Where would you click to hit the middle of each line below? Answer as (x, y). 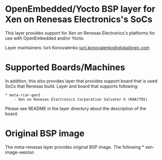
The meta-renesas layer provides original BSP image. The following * (75, 147)
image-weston (20, 152)
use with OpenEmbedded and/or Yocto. (45, 38)
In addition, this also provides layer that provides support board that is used (81, 81)
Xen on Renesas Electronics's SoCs (79, 19)
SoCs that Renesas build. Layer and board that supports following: (72, 86)
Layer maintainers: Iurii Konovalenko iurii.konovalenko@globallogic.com (77, 47)
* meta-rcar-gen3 (23, 95)
